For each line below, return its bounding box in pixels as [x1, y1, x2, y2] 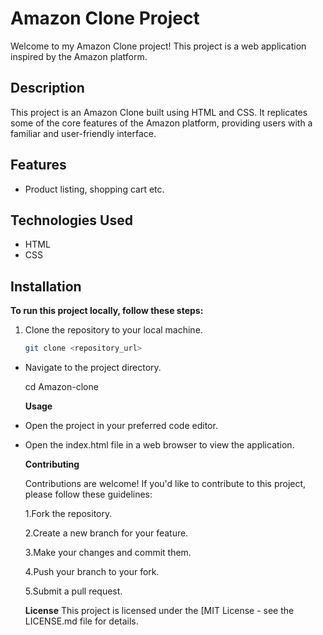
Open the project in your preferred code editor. [24, 420, 218, 432]
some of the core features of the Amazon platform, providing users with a [10, 117, 313, 129]
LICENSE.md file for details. [24, 615, 139, 627]
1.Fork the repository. [24, 508, 113, 520]
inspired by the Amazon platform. [10, 50, 148, 62]
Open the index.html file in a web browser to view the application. [24, 439, 295, 451]
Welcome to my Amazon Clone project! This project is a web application [10, 40, 307, 52]
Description [10, 80, 85, 97]
